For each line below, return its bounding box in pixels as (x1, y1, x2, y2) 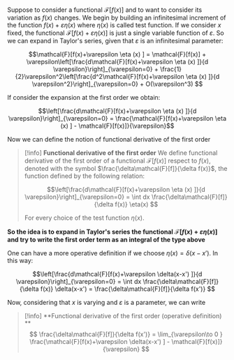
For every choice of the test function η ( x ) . (24, 213, 145, 222)
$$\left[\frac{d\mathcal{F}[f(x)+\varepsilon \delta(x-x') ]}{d (32, 270, 203, 278)
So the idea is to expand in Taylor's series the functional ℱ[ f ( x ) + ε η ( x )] (7, 227, 218, 236)
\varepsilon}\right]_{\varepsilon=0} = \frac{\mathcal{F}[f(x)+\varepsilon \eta (8, 114, 227, 122)
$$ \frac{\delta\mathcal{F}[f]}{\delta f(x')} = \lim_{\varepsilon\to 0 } (29, 330, 223, 338)
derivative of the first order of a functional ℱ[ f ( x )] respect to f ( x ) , (24, 156, 211, 165)
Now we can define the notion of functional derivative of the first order (7, 135, 211, 143)
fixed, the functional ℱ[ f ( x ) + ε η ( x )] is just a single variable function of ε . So (7, 29, 225, 37)
